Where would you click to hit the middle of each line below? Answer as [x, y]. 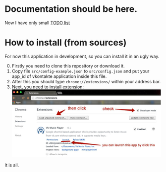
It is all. [12, 165]
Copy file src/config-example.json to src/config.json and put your [81, 71]
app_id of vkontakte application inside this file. [59, 76]
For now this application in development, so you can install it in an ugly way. [82, 56]
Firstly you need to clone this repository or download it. [68, 66]
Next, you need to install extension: [48, 87]
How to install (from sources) [66, 43]
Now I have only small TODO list [37, 23]
